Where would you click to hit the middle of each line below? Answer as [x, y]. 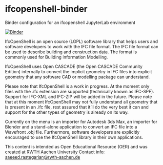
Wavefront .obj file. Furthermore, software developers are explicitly [72, 132]
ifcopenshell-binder [46, 9]
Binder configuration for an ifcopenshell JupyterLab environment [70, 22]
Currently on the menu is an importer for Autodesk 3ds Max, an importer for [81, 122]
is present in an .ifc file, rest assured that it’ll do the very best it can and [77, 107]
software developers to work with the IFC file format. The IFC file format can [82, 46]
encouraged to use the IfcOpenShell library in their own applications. [74, 137]
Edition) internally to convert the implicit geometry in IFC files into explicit [79, 71]
